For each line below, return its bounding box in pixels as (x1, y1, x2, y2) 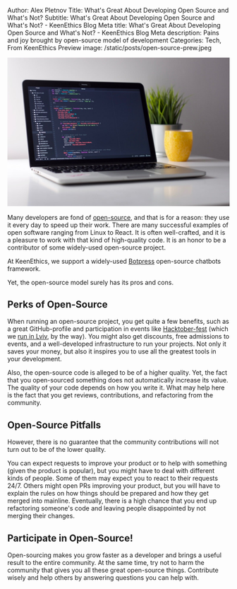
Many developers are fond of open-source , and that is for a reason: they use (7, 213, 230, 221)
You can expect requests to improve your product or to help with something (7, 459, 227, 467)
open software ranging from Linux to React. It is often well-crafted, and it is (7, 228, 226, 236)
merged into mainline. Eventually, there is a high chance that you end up (7, 496, 217, 505)
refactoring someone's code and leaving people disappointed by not (7, 504, 206, 513)
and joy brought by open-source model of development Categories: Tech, (7, 36, 222, 45)
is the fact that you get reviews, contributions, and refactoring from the (7, 391, 214, 400)
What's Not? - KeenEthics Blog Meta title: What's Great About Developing (7, 21, 221, 29)
